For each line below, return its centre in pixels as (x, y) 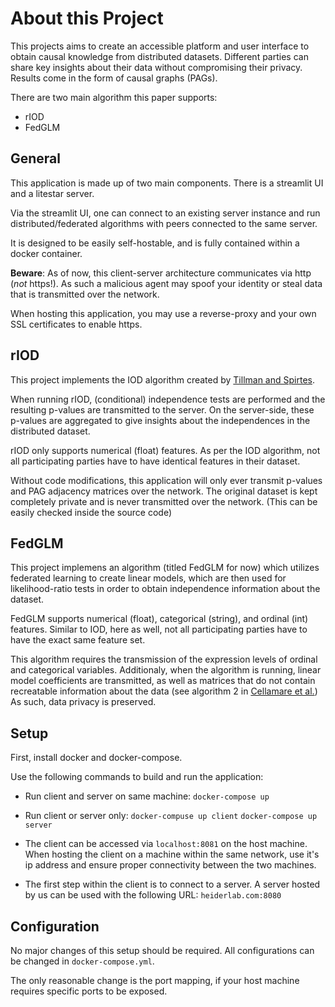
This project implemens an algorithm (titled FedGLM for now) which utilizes (165, 568)
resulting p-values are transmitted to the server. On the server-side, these (162, 409)
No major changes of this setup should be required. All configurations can (162, 950)
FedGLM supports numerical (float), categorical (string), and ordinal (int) (159, 619)
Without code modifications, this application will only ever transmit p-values (166, 480)
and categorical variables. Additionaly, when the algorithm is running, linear (166, 670)
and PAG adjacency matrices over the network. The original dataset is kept (164, 491)
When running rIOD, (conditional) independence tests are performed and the (168, 399)
